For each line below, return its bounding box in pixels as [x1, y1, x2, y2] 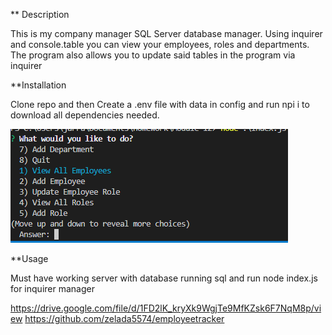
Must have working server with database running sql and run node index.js [10, 272, 318, 284]
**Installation [10, 79, 67, 91]
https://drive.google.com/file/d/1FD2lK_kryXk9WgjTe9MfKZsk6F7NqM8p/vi [10, 302, 322, 314]
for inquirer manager [10, 283, 95, 294]
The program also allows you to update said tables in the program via [10, 49, 296, 61]
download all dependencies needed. [10, 109, 160, 121]
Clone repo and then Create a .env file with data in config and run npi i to [10, 99, 310, 110]
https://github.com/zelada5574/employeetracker [24, 313, 225, 324]
